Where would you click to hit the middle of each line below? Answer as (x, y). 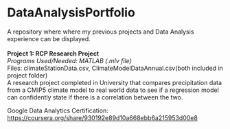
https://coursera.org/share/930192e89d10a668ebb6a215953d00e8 (102, 117)
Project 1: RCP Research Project (53, 54)
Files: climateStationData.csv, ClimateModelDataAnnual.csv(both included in (115, 68)
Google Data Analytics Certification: (58, 110)
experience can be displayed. (49, 38)
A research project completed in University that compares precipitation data (114, 82)
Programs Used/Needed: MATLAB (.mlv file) (70, 60)
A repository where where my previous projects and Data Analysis (101, 32)
